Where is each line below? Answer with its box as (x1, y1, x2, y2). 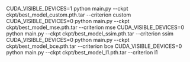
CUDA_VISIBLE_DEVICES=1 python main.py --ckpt (6, 5, 128, 12)
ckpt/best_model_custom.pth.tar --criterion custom (6, 11, 131, 18)
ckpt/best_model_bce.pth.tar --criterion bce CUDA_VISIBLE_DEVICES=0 (6, 43, 182, 50)
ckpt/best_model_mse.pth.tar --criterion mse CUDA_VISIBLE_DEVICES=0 (6, 24, 185, 31)
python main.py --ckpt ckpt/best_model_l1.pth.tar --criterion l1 (6, 49, 158, 56)
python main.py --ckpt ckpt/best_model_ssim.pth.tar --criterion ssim (6, 30, 173, 37)
